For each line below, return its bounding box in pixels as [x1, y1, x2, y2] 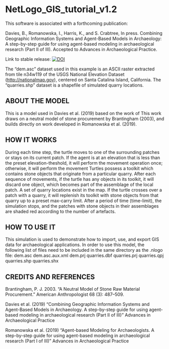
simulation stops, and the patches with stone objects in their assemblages [5, 203, 159, 209]
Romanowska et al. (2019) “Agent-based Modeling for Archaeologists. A [5, 327, 155, 333]
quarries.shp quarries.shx [5, 258, 59, 264]
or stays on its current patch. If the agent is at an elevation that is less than [5, 154, 160, 161]
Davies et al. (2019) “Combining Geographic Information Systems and [5, 301, 150, 307]
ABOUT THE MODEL [5, 97, 70, 105]
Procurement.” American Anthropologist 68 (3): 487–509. [5, 291, 125, 297]
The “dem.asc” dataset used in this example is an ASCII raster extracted [5, 66, 155, 72]
